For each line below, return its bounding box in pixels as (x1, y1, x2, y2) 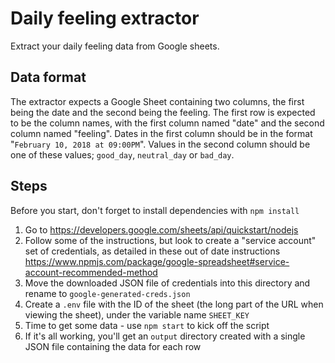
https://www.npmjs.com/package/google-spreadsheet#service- (24, 255, 290, 267)
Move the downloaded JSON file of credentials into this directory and (24, 277, 311, 289)
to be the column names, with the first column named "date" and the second (10, 117, 325, 129)
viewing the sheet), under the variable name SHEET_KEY (24, 308, 250, 321)
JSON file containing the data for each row (24, 340, 202, 352)
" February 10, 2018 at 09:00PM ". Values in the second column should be (10, 138, 311, 150)
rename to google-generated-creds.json (24, 287, 191, 299)
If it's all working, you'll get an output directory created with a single (24, 330, 306, 342)
